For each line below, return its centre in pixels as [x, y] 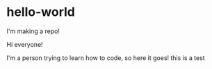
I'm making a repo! [33, 31]
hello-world [41, 12]
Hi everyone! [25, 44]
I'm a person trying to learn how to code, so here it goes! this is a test [106, 58]
